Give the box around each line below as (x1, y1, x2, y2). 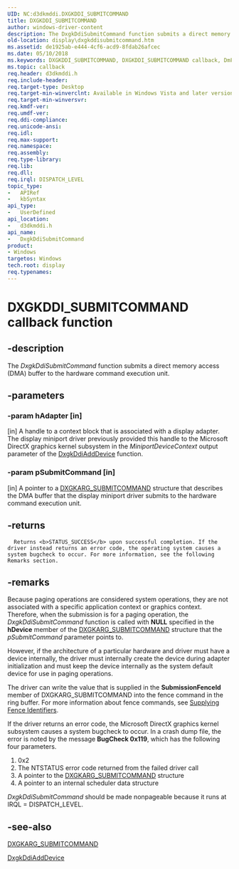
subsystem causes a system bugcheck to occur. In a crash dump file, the (7, 727, 222, 736)
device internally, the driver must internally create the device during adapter (7, 654, 230, 663)
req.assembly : (7, 149, 50, 157)
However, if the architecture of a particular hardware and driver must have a (7, 647, 230, 655)
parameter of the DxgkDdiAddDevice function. (7, 450, 144, 458)
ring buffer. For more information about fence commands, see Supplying (7, 698, 220, 707)
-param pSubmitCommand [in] (7, 468, 116, 478)
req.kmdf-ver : (7, 103, 50, 110)
